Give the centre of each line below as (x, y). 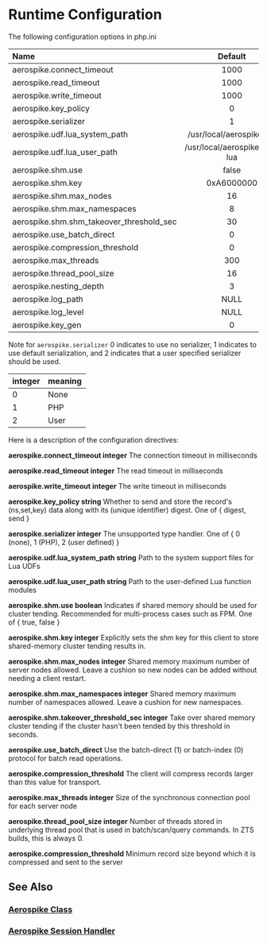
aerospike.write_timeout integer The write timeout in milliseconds (117, 486)
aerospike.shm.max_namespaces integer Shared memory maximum (122, 694)
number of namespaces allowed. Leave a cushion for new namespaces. (126, 702)
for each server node (43, 806)
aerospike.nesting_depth (58, 286)
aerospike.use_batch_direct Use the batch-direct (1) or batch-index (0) (126, 749)
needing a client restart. (47, 678)
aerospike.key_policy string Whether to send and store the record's (120, 501)
